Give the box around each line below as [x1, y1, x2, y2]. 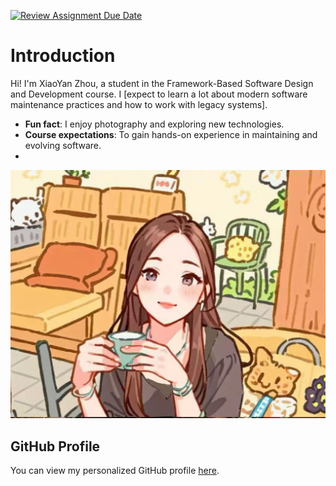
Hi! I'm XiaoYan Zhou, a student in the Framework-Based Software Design [10, 77, 314, 89]
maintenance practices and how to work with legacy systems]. [10, 98, 268, 110]
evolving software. [24, 139, 102, 151]
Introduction [10, 45, 116, 67]
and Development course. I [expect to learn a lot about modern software [10, 88, 308, 100]
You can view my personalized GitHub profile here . [10, 464, 220, 476]
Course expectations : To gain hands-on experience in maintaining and [24, 128, 318, 140]
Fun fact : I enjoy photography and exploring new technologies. [24, 118, 285, 130]
